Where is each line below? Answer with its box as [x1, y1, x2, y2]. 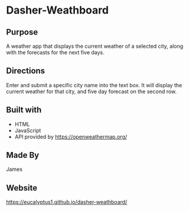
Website [6, 183, 37, 193]
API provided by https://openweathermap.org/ [14, 133, 128, 140]
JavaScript [14, 127, 41, 134]
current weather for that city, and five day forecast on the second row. [6, 88, 177, 95]
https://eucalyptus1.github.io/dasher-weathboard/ [6, 199, 128, 206]
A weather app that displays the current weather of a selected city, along [6, 42, 184, 50]
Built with [6, 105, 42, 115]
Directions [6, 66, 45, 76]
